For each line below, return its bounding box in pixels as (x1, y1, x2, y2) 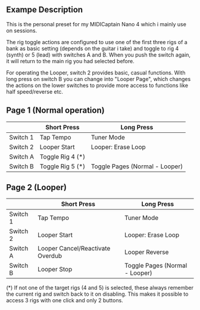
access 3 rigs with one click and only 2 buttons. (6, 297, 123, 304)
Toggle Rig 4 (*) (39, 152, 85, 160)
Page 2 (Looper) (6, 182, 67, 193)
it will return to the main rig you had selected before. (6, 57, 135, 64)
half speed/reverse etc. (6, 88, 64, 95)
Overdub (37, 252, 62, 260)
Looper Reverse (124, 248, 169, 256)
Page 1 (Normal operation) (6, 106, 105, 116)
